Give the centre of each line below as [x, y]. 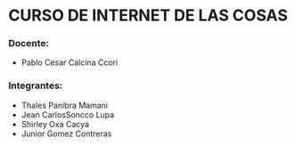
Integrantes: [36, 85]
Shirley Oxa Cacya [55, 124]
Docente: [29, 44]
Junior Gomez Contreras [66, 134]
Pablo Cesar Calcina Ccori [70, 62]
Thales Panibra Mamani [65, 105]
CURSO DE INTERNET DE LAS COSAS [148, 16]
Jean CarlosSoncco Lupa [68, 114]
